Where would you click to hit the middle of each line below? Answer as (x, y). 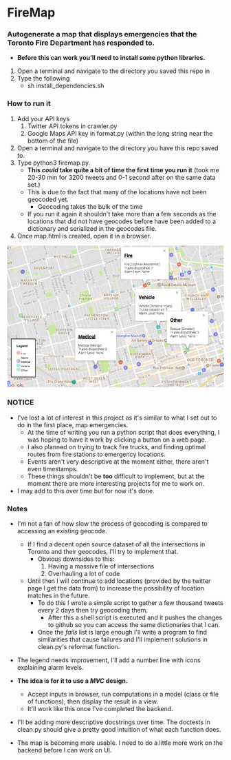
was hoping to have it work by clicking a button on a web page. (117, 440)
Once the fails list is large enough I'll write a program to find (122, 633)
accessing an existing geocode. (62, 531)
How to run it (29, 103)
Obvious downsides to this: (76, 559)
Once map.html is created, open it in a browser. (84, 236)
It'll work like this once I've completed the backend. (100, 709)
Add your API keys (43, 119)
